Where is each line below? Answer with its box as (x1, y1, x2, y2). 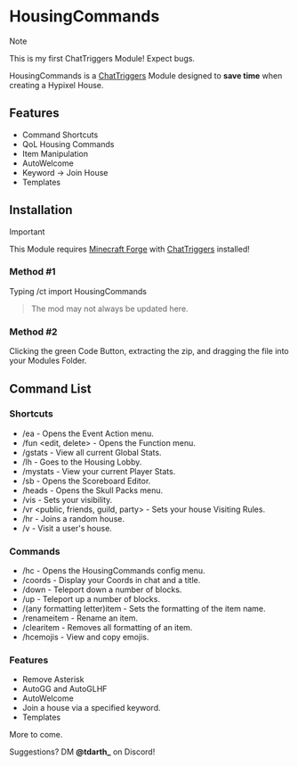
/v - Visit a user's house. (21, 523, 113, 533)
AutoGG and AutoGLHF (21, 684, 108, 695)
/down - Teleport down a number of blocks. (21, 584, 182, 595)
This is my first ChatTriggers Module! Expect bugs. (9, 53, 196, 63)
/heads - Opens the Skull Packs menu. (21, 484, 164, 496)
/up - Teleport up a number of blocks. (21, 594, 160, 605)
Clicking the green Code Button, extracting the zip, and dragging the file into (9, 346, 289, 357)
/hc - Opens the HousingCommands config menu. (21, 565, 206, 576)
